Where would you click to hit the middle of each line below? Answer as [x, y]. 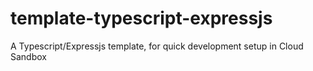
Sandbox [28, 56]
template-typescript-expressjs [141, 18]
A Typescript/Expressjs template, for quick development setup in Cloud [157, 46]
